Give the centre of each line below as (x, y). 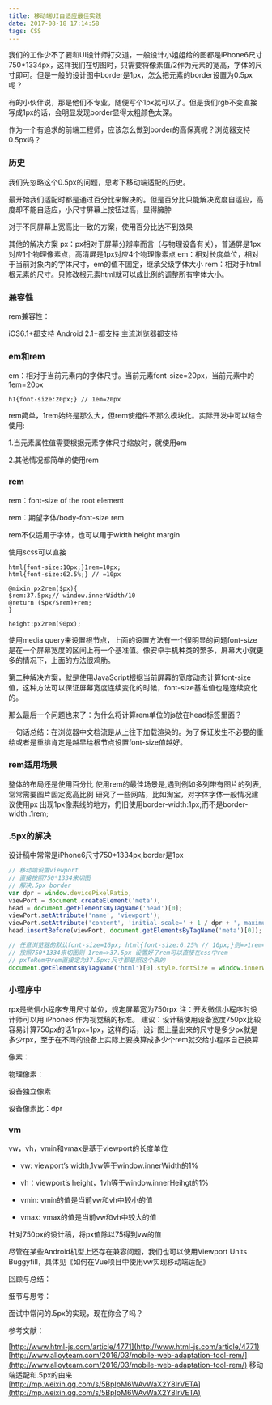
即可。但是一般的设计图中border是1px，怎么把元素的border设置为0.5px (134, 75)
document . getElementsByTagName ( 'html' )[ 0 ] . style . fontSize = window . (126, 968)
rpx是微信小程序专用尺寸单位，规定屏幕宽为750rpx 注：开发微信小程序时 (130, 1009)
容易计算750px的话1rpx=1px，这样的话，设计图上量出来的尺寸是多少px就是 (133, 1029)
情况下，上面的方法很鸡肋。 (68, 660)
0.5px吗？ (25, 140)
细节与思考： (30, 1297)
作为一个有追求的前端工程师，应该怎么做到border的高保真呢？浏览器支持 (130, 129)
